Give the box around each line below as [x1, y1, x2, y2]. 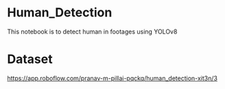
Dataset [7, 51, 53, 67]
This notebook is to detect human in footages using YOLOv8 [7, 27, 178, 36]
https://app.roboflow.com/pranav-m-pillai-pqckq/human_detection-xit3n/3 [7, 74, 218, 82]
